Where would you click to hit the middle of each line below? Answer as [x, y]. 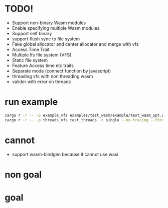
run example [31, 102]
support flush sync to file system [46, 39]
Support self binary [32, 33]
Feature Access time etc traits [43, 65]
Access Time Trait [31, 49]
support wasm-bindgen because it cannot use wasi [65, 154]
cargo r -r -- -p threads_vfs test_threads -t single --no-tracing [77, 120]
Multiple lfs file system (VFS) [42, 55]
